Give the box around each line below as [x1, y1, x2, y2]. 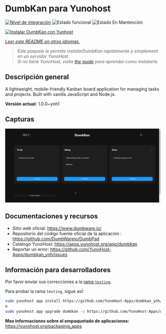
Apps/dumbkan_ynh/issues [12, 251, 68, 257]
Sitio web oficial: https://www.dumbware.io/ [12, 225, 102, 231]
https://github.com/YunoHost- [50, 246, 112, 252]
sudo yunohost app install [5, 298, 61, 304]
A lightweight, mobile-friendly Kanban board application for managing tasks [5, 86, 160, 92]
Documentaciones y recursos [5, 212, 98, 220]
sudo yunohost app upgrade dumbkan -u [5, 309, 85, 314]
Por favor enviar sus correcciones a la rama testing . [5, 279, 112, 285]
